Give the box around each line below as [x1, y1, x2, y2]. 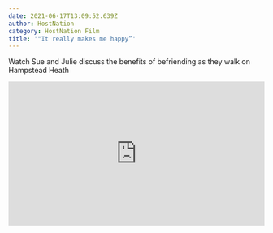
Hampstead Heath [8, 66, 70, 76]
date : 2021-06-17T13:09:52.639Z [8, 11, 118, 20]
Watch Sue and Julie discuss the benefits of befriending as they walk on [8, 57, 250, 67]
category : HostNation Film [8, 27, 100, 35]
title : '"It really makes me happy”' [8, 34, 136, 43]
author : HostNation [8, 19, 75, 28]
